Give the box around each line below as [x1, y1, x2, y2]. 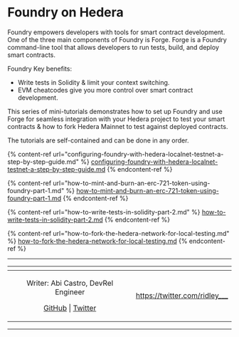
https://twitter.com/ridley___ [135, 290, 228, 300]
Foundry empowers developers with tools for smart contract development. [7, 28, 225, 36]
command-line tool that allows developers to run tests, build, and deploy [7, 43, 219, 51]
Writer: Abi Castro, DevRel [26, 278, 114, 288]
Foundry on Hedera [7, 4, 124, 21]
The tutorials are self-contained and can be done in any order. [7, 136, 189, 145]
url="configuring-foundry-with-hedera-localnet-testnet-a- [53, 150, 224, 158]
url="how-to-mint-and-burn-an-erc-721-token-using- [53, 179, 211, 187]
